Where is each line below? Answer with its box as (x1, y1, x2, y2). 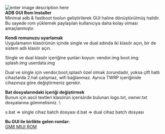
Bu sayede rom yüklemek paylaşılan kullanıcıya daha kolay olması (5, 20, 138, 26)
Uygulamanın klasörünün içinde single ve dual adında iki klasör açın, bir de (5, 40, 156, 46)
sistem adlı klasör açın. (5, 45, 52, 51)
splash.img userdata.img (5, 60, 55, 66)
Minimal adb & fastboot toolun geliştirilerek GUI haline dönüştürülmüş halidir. (5, 15, 160, 21)
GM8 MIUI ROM (5, 124, 37, 130)
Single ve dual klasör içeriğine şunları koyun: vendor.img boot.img (5, 55, 139, 61)
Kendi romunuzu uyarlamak (5, 35, 63, 41)
